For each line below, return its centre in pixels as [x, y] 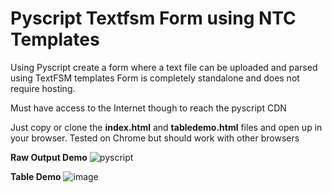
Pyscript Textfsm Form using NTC [153, 18]
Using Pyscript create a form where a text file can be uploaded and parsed [164, 67]
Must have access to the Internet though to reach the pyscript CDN [148, 108]
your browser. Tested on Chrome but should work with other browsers [155, 138]
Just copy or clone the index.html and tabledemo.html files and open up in [166, 127]
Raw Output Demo [49, 157]
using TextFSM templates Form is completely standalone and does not [155, 78]
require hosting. [43, 88]
